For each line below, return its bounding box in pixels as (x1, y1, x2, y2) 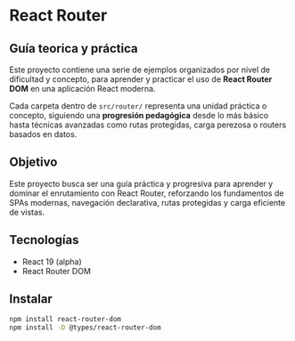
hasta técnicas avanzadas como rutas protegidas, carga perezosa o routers (9, 119, 287, 130)
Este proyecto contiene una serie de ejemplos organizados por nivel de (9, 64, 270, 75)
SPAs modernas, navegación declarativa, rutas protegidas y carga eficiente (9, 197, 286, 207)
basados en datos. (9, 129, 78, 139)
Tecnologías (9, 232, 79, 248)
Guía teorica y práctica (9, 41, 138, 56)
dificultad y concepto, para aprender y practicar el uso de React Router (9, 74, 273, 85)
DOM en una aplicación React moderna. (9, 84, 156, 93)
